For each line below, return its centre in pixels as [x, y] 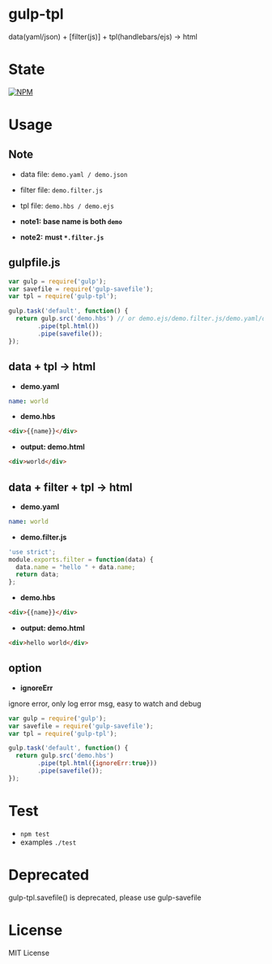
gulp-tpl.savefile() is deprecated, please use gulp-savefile [105, 897]
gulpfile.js [34, 263]
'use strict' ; [32, 552]
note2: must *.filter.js [62, 237]
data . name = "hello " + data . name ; [76, 567]
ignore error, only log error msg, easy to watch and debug [105, 703]
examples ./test [48, 842]
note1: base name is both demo [71, 221]
